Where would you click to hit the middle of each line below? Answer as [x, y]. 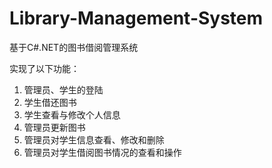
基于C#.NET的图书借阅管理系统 [74, 47]
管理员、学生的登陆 [63, 89]
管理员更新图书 [54, 127]
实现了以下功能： [44, 68]
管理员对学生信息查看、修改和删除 [94, 139]
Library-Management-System [136, 18]
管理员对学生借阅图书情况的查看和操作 [102, 152]
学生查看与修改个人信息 [72, 114]
